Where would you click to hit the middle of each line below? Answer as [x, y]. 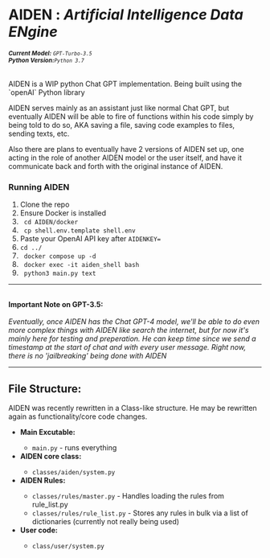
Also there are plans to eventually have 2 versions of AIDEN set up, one [126, 149]
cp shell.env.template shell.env [80, 231]
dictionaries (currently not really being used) [105, 522]
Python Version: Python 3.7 [46, 60]
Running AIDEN [39, 187]
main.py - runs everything [74, 448]
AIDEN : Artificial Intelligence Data [126, 15]
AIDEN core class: [51, 457]
